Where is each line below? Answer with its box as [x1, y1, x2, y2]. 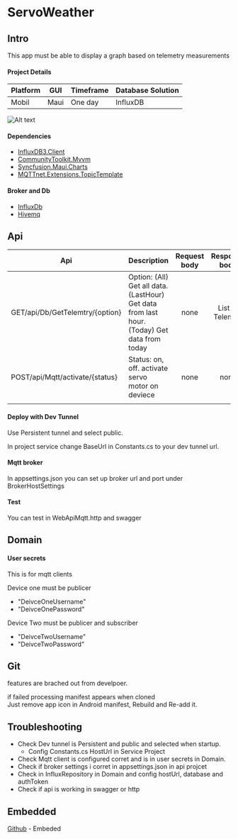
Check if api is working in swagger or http [17, 785, 140, 794]
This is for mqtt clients [7, 569, 73, 578]
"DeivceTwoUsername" [17, 632, 86, 640]
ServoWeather [7, 4, 94, 21]
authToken [17, 777, 48, 786]
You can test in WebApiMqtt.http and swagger [7, 513, 142, 522]
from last [128, 308, 158, 318]
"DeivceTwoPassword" [17, 640, 85, 648]
